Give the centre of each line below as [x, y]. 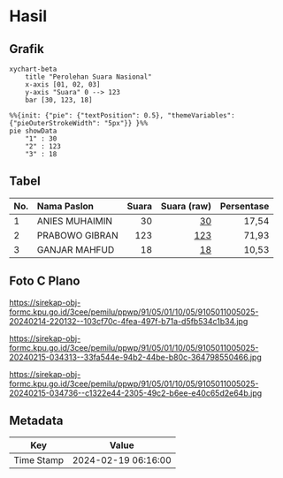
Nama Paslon [65, 206]
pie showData [33, 131]
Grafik [27, 49]
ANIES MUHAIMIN [75, 221]
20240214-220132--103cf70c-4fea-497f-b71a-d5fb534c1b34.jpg [129, 321]
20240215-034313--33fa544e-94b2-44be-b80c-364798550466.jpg [136, 357]
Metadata [36, 421]
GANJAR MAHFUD [76, 249]
